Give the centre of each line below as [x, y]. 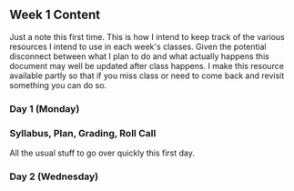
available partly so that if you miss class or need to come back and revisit [147, 75]
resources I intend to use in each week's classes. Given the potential [138, 46]
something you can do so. [58, 85]
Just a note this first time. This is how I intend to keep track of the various [147, 36]
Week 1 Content [55, 15]
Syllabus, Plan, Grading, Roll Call [83, 133]
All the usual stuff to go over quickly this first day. [102, 153]
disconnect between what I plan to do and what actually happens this [140, 56]
